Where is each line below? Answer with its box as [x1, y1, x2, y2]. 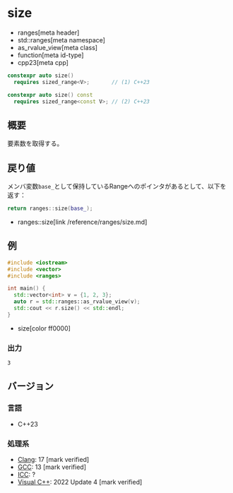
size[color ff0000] [17, 323, 71, 333]
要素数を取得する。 [7, 139, 64, 148]
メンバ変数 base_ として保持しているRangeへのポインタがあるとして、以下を [7, 182, 227, 191]
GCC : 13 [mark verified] [17, 463, 87, 471]
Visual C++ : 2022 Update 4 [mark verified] [17, 478, 143, 487]
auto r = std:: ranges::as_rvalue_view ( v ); [13, 298, 141, 305]
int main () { [7, 285, 46, 292]
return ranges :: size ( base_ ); [7, 205, 93, 213]
